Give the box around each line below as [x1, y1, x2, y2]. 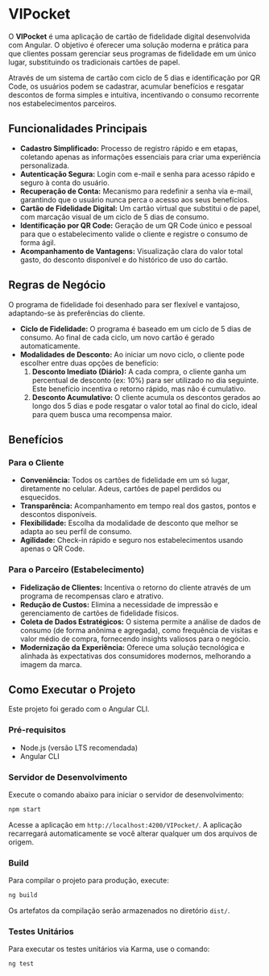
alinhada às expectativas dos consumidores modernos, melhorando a [19, 651, 251, 661]
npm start [8, 805, 42, 813]
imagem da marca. [19, 659, 82, 669]
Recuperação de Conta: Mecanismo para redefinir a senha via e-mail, [19, 186, 254, 196]
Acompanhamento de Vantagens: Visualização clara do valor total [19, 246, 243, 256]
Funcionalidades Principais [8, 122, 147, 136]
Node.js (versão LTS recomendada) [19, 743, 139, 753]
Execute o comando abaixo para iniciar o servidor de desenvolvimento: [8, 790, 244, 799]
